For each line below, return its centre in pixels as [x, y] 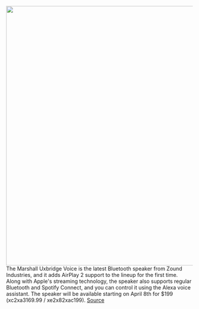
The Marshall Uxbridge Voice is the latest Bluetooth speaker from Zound [94, 269]
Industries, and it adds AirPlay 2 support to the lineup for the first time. [92, 275]
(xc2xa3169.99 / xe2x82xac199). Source [55, 300]
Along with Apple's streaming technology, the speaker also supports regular [99, 281]
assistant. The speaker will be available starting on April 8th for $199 [90, 294]
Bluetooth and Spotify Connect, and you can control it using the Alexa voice [99, 287]
